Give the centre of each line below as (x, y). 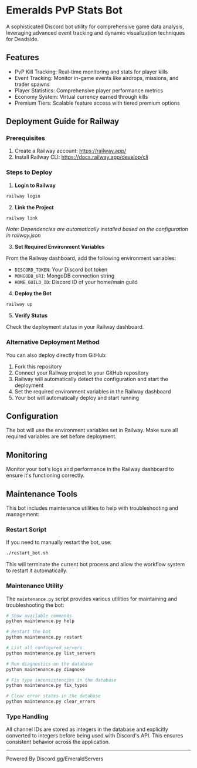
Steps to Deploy (29, 172)
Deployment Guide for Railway (63, 121)
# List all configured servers (44, 648)
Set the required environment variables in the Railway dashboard (93, 391)
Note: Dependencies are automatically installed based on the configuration (97, 229)
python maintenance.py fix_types (47, 686)
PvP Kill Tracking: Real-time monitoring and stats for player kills (91, 72)
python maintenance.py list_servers (51, 653)
